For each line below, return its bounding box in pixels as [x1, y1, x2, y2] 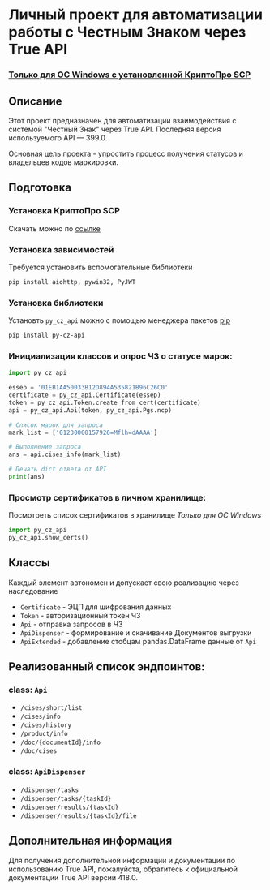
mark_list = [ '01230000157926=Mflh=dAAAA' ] [8, 428, 158, 436]
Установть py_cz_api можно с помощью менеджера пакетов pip [8, 316, 231, 325]
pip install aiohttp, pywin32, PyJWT [8, 277, 136, 286]
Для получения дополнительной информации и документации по [8, 855, 236, 865]
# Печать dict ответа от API [8, 465, 107, 474]
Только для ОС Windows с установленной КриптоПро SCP [8, 69, 251, 80]
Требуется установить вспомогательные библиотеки [8, 262, 193, 272]
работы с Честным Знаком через [8, 23, 246, 41]
